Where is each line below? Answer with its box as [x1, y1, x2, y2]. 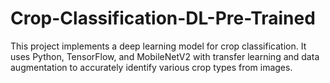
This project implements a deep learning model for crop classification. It [10, 40, 307, 52]
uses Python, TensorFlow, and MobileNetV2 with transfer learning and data [10, 50, 320, 62]
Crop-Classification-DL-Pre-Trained [10, 7, 316, 30]
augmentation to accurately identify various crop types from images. [10, 61, 293, 73]
